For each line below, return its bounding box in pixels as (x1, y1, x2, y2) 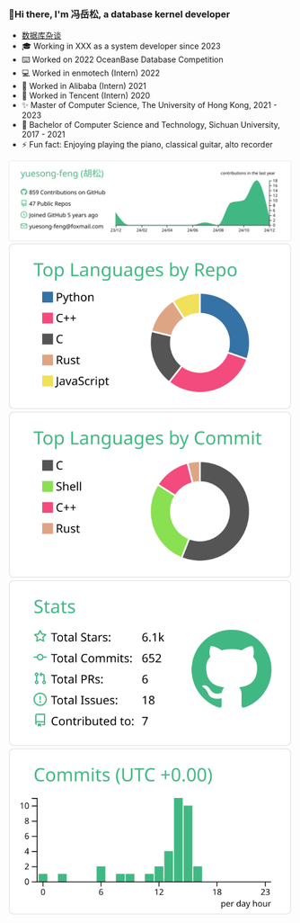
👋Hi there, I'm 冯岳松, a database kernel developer (8, 7, 231, 20)
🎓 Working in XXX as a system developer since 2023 (21, 40, 221, 51)
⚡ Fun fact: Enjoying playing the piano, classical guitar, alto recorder (21, 139, 273, 150)
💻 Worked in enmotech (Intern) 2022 (21, 67, 161, 78)
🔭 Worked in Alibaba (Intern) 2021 (21, 81, 147, 92)
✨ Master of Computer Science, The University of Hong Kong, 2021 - (21, 100, 278, 111)
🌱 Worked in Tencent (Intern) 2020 (21, 90, 151, 101)
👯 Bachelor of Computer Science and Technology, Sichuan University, (21, 120, 280, 130)
